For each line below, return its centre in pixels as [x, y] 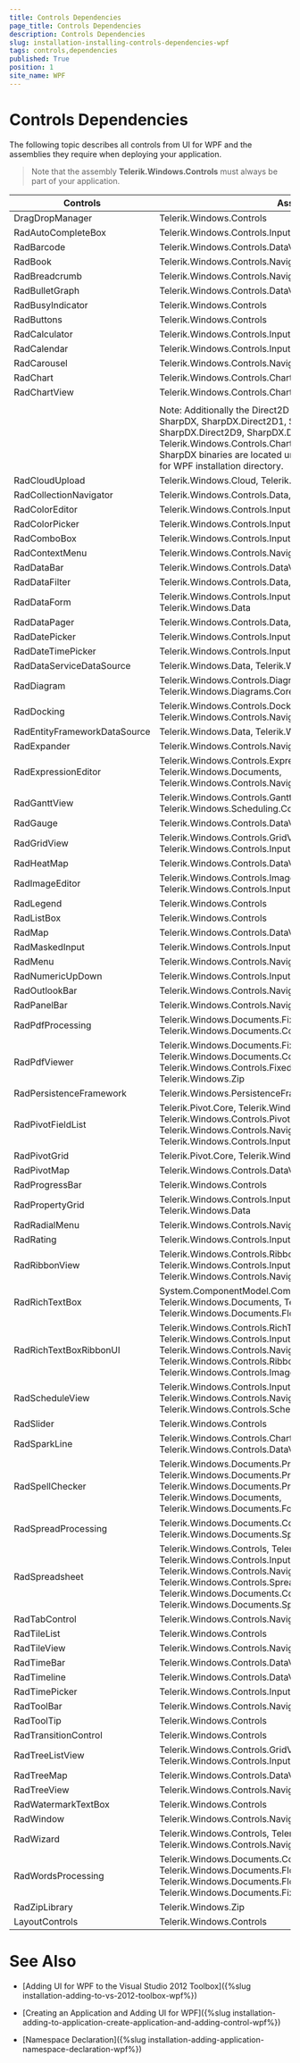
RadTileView [40, 1648]
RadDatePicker [45, 637]
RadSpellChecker [50, 1486]
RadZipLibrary [43, 1907]
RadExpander [42, 746]
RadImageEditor [47, 883]
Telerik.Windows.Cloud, [209, 480]
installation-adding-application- [206, 2039]
